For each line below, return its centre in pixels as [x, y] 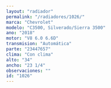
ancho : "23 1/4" [26, 65]
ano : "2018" [20, 33]
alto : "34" [19, 60]
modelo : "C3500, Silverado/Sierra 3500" [56, 27]
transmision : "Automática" [39, 44]
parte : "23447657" [28, 49]
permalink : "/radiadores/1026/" [45, 17]
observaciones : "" [28, 71]
